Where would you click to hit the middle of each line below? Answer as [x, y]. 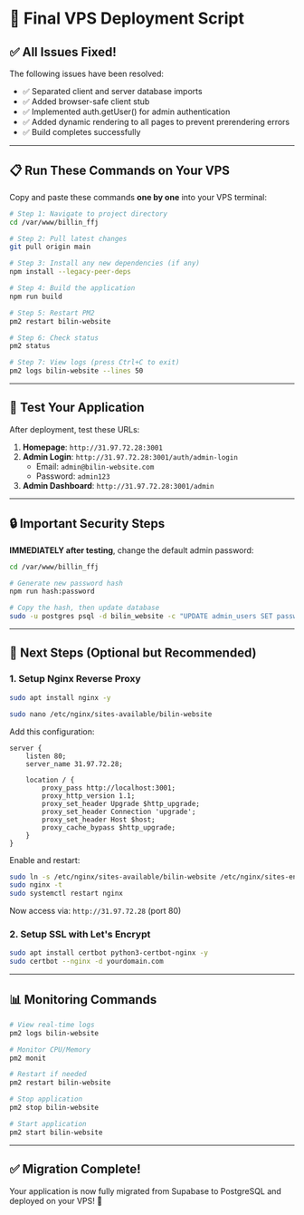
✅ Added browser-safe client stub [86, 102]
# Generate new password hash [66, 583]
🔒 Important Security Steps [87, 524]
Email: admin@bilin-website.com [95, 466]
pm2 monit [28, 1058]
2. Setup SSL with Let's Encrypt [80, 935]
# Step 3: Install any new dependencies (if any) [105, 263]
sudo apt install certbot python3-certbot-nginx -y [109, 953]
